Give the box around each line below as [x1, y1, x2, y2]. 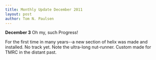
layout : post [5, 12, 32, 17]
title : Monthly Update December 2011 [5, 7, 83, 12]
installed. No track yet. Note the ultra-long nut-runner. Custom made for [5, 44, 152, 50]
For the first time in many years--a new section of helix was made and [5, 39, 148, 45]
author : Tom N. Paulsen [5, 16, 54, 21]
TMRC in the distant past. [5, 49, 57, 55]
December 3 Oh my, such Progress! [5, 30, 78, 36]
